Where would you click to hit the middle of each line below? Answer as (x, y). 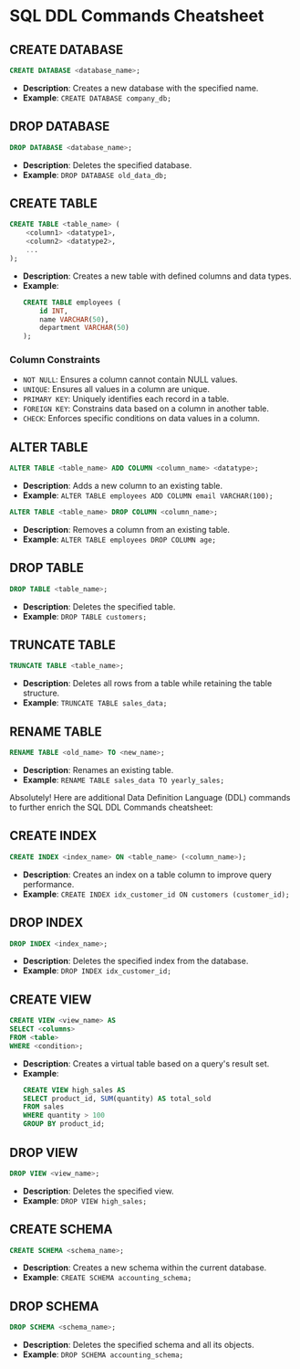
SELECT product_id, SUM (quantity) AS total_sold (117, 1098)
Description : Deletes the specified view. (98, 1191)
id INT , (54, 311)
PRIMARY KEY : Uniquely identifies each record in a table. (126, 399)
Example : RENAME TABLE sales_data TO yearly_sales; (124, 780)
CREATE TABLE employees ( (72, 302)
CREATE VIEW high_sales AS (74, 1090)
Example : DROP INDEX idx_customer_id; (97, 971)
